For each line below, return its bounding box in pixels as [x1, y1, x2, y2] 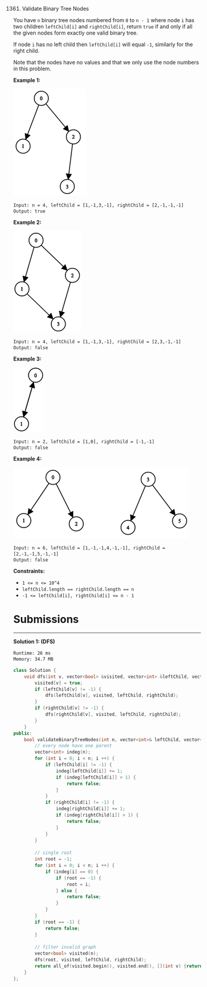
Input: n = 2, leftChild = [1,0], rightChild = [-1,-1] [13, 439, 155, 445]
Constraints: [13, 567, 45, 575]
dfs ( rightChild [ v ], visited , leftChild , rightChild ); [45, 711, 181, 718]
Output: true [13, 208, 46, 214]
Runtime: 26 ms [13, 650, 51, 656]
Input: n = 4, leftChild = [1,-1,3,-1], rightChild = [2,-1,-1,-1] [13, 202, 184, 208]
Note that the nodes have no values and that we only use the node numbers [13, 59, 199, 66]
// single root [34, 850, 73, 856]
